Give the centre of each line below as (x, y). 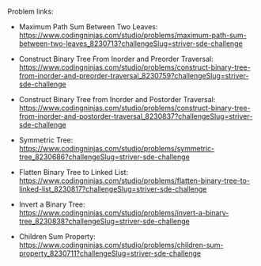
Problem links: (30, 11)
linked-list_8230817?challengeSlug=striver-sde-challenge (113, 189)
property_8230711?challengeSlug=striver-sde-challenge (110, 253)
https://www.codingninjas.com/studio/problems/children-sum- (121, 245)
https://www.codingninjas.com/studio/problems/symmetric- (117, 148)
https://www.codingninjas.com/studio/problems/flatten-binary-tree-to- (134, 180)
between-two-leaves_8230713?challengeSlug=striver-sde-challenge (130, 44)
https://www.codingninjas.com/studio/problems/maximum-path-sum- (132, 35)
